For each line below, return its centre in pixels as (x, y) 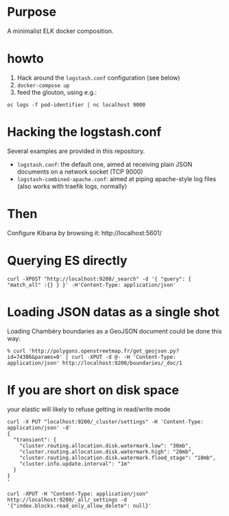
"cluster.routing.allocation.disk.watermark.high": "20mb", (107, 451)
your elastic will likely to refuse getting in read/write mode (89, 409)
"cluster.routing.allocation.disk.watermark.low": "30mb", (106, 446)
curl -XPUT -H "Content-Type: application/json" (78, 494)
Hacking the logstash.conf (84, 132)
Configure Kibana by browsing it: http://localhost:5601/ (85, 233)
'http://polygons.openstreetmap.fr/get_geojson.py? (104, 351)
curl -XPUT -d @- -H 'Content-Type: (124, 357)
